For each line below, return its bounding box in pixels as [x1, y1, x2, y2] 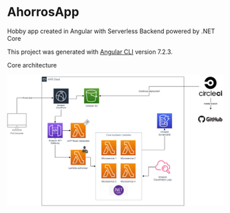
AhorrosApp [7, 4, 79, 20]
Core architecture [7, 61, 57, 69]
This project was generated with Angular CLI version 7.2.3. [7, 48, 174, 56]
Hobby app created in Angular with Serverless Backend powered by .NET [7, 27, 216, 35]
